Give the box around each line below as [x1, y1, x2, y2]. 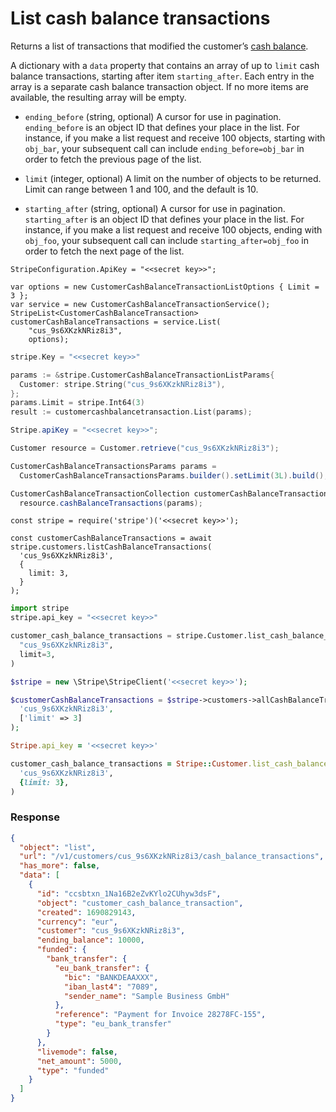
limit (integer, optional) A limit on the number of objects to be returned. [24, 172, 322, 184]
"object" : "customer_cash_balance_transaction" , [36, 898, 244, 908]
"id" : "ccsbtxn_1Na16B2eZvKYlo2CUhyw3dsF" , [36, 888, 222, 899]
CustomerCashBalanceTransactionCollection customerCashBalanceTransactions [10, 488, 333, 499]
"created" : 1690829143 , [36, 907, 137, 917]
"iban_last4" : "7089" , [63, 982, 159, 992]
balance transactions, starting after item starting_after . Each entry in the [10, 70, 315, 82]
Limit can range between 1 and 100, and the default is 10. [24, 183, 259, 195]
